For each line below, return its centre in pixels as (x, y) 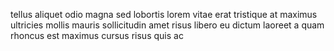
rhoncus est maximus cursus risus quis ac (97, 35)
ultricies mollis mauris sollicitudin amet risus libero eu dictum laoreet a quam (167, 25)
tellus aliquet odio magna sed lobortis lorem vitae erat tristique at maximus (164, 14)
